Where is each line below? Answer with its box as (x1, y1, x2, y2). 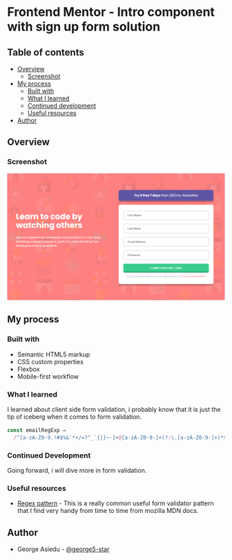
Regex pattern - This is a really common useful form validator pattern (17, 499, 214, 507)
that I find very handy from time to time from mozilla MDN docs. (17, 507, 199, 515)
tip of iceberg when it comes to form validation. (7, 413, 142, 421)
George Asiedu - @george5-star (17, 545, 110, 554)
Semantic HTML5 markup (17, 350, 90, 359)
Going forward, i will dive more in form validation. (7, 467, 147, 475)
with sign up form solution (7, 19, 161, 35)
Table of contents (7, 46, 84, 58)
